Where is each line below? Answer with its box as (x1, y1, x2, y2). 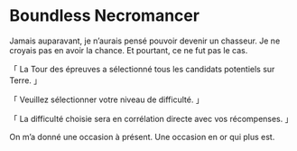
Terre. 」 (9, 74, 42, 86)
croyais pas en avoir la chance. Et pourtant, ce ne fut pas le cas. (9, 44, 248, 55)
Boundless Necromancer (9, 5, 200, 26)
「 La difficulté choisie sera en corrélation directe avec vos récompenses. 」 (9, 113, 293, 124)
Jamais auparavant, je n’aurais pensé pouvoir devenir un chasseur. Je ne (9, 35, 281, 46)
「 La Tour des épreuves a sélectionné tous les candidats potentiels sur (9, 63, 275, 74)
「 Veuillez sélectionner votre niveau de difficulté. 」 (9, 94, 205, 105)
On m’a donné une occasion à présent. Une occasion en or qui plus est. (9, 131, 275, 142)
